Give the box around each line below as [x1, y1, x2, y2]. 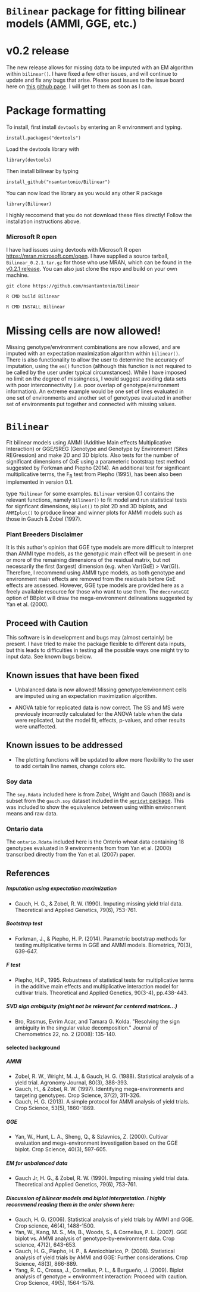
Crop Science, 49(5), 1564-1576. [14, 1279, 95, 1287]
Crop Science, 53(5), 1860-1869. [14, 1105, 95, 1112]
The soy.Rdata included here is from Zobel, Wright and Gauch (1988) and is [6, 791, 190, 798]
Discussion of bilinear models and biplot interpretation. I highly [6, 1194, 166, 1201]
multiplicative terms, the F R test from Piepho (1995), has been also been [6, 471, 183, 480]
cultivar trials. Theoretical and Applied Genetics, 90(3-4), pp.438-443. [14, 989, 189, 996]
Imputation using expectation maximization [6, 885, 117, 892]
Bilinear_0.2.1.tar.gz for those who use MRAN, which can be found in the [6, 259, 192, 266]
